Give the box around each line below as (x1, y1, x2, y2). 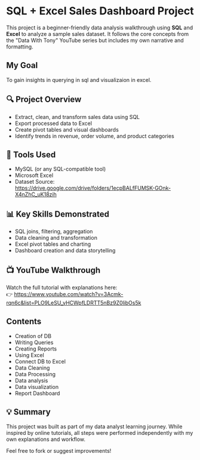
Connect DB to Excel (14, 358, 66, 365)
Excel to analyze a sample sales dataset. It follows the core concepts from (6, 30, 189, 37)
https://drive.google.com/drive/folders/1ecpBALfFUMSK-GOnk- (14, 184, 171, 192)
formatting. (6, 43, 34, 50)
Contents (6, 316, 42, 327)
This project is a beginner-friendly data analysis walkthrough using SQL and (6, 24, 193, 31)
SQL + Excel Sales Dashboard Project (6, 4, 194, 18)
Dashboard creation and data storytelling (14, 247, 116, 254)
